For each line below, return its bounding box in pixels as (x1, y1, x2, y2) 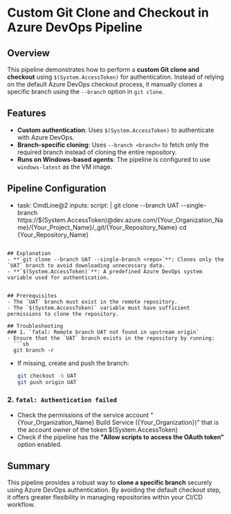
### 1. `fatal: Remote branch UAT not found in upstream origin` (7, 329, 199, 336)
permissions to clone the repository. (7, 310, 119, 318)
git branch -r (13, 347, 54, 354)
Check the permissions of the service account (17, 410, 149, 419)
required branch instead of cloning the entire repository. (17, 147, 178, 156)
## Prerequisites (7, 292, 57, 299)
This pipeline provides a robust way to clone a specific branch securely (7, 479, 212, 487)
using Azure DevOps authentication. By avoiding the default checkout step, (7, 486, 221, 494)
